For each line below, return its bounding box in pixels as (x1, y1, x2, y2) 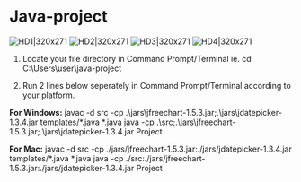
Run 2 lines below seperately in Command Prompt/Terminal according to (22, 80, 292, 91)
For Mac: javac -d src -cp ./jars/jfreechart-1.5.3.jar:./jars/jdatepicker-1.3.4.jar (9, 143, 292, 154)
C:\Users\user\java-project (22, 63, 122, 74)
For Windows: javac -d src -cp (9, 107, 124, 117)
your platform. (22, 90, 75, 100)
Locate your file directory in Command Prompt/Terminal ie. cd (22, 53, 252, 64)
